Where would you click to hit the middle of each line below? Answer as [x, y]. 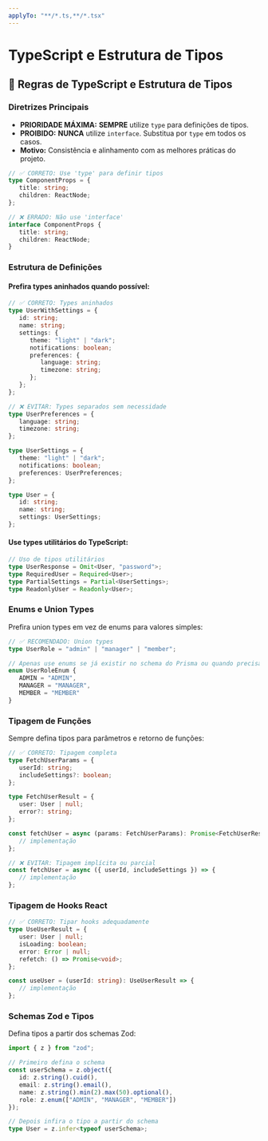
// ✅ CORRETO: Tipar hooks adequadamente [79, 922]
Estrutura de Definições [55, 267]
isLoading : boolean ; [53, 944]
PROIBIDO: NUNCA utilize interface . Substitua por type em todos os [133, 133]
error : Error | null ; [55, 951]
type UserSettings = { [46, 451]
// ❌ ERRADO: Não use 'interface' [66, 217]
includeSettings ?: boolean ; [65, 775]
